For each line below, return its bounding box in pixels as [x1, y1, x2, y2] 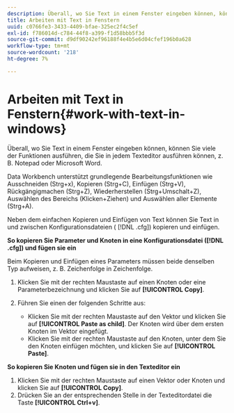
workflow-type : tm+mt [7, 42, 70, 49]
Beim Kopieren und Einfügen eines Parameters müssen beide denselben [7, 257, 214, 265]
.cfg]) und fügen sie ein [7, 243, 77, 252]
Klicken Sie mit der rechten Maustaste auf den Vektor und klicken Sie [27, 312, 226, 321]
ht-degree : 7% [7, 56, 49, 63]
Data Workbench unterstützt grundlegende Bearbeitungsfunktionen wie [7, 172, 213, 181]
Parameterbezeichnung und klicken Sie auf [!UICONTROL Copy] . [17, 285, 205, 293]
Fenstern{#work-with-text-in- [7, 106, 186, 122]
